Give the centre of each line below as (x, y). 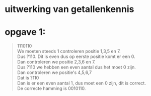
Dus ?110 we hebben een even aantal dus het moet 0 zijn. (77, 67)
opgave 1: (25, 32)
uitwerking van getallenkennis (69, 9)
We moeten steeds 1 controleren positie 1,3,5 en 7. (69, 51)
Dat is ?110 (28, 78)
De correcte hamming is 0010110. (51, 88)
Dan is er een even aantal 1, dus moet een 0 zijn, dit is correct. (82, 83)
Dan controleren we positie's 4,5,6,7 (54, 72)
